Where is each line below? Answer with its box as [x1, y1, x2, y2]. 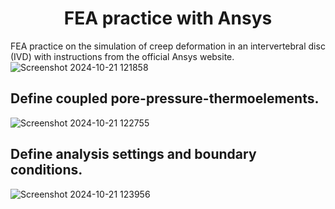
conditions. [10, 162, 83, 179]
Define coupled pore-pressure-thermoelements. [10, 90, 320, 107]
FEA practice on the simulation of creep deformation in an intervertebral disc [10, 40, 326, 52]
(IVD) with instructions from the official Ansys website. [10, 50, 235, 62]
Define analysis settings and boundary [10, 146, 257, 163]
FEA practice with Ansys [63, 7, 273, 30]
